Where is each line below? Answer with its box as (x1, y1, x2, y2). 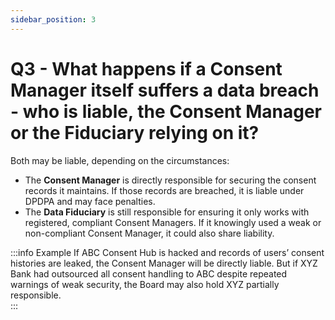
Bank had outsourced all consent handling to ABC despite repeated (10, 267, 288, 280)
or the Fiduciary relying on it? (10, 121, 260, 144)
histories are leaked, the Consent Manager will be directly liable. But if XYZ (10, 257, 318, 269)
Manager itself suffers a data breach (10, 79, 320, 101)
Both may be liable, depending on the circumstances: (10, 154, 230, 166)
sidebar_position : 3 (10, 14, 97, 25)
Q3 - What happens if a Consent (10, 57, 283, 80)
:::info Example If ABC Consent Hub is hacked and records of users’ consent (10, 246, 325, 258)
